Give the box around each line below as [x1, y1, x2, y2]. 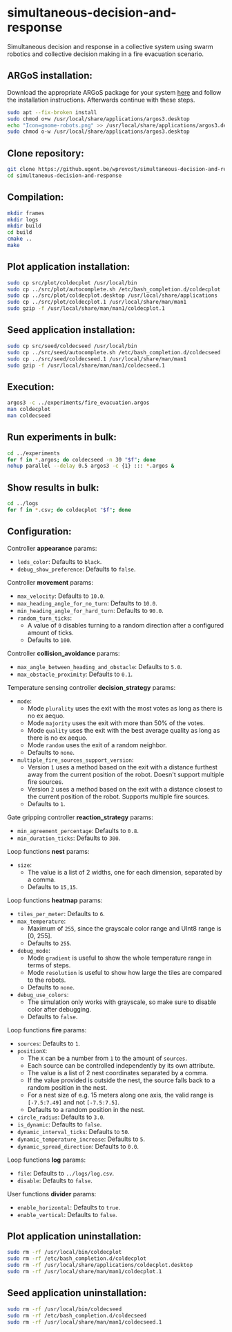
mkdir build [7, 223, 41, 230]
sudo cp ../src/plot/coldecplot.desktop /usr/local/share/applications [7, 292, 217, 299]
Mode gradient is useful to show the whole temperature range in [27, 954, 212, 962]
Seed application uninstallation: [7, 1287, 147, 1299]
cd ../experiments [7, 450, 60, 457]
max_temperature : [17, 917, 66, 925]
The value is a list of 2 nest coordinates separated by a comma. [27, 1068, 209, 1077]
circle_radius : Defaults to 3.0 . [17, 1113, 105, 1121]
